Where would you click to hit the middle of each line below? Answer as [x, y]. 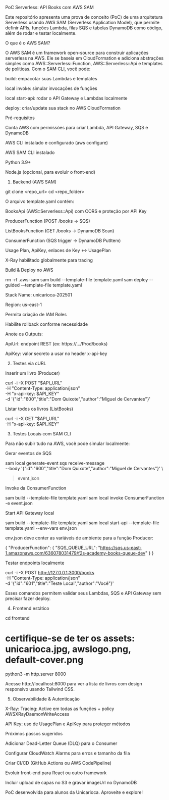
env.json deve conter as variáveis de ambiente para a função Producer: [79, 538]
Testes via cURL [29, 363]
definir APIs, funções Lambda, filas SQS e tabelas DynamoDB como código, [84, 28]
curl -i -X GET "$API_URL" [32, 418]
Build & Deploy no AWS [30, 270]
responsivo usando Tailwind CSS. [40, 689]
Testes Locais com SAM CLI [42, 434]
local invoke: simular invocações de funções [51, 88]
